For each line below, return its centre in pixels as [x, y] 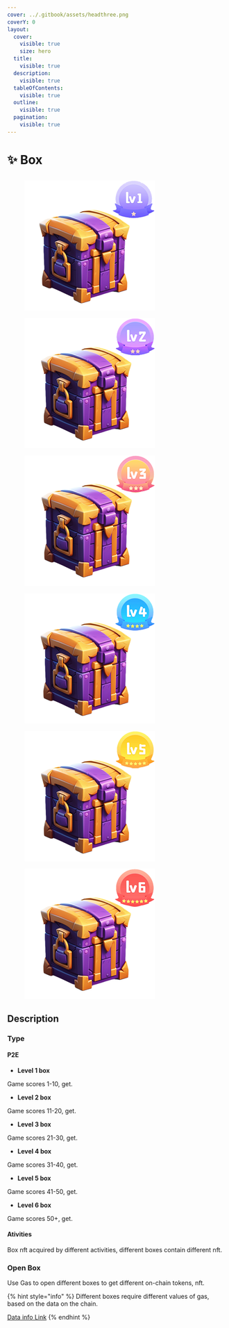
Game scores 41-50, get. [42, 1191]
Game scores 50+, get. [40, 1218]
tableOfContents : [39, 88]
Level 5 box [34, 1178]
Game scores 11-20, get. [42, 1110]
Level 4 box [34, 1151]
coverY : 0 [22, 22]
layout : [18, 29]
